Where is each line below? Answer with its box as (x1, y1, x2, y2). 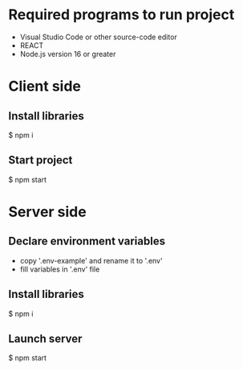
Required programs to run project (8, 6, 235, 24)
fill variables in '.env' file (19, 264, 100, 274)
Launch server (8, 332, 83, 345)
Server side (8, 203, 87, 221)
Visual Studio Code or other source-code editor (19, 32, 178, 42)
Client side (8, 78, 82, 95)
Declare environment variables (8, 235, 166, 248)
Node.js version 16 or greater (19, 49, 116, 58)
